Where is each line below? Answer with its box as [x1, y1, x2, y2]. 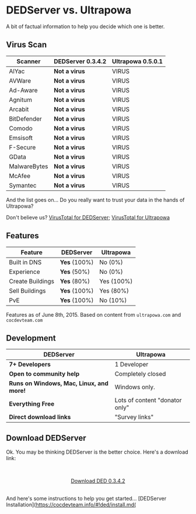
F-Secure [9, 143, 36, 151]
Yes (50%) [60, 268, 90, 276]
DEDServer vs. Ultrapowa [6, 4, 132, 17]
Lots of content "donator [114, 396, 182, 405]
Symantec [9, 181, 37, 189]
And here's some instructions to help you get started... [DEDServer [6, 495, 167, 502]
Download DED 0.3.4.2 [71, 478, 125, 485]
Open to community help [9, 370, 80, 378]
